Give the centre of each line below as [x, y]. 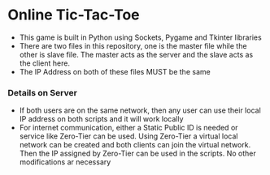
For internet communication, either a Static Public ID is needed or [128, 128]
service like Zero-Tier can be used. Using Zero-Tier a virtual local [128, 136]
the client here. [45, 63]
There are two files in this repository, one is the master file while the [133, 45]
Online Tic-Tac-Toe [74, 15]
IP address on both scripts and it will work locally [101, 119]
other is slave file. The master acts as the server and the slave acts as [136, 54]
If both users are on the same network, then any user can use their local [140, 110]
